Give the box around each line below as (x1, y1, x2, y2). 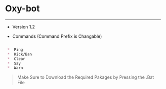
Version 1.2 (12, 24, 35, 30)
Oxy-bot (5, 3, 40, 14)
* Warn (7, 65, 23, 70)
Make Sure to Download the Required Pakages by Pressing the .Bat (17, 74, 154, 80)
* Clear (7, 56, 26, 61)
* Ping (7, 47, 23, 52)
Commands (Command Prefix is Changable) (12, 33, 102, 39)
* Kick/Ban (7, 52, 32, 57)
